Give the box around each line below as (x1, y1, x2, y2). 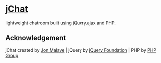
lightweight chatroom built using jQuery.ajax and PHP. (5, 20, 116, 26)
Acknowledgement (5, 34, 66, 42)
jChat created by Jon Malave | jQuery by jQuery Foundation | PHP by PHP (5, 47, 156, 53)
